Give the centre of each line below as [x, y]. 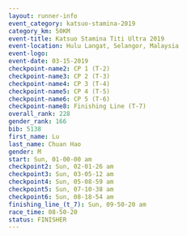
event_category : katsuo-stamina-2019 [72, 24]
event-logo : [28, 54]
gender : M [25, 152]
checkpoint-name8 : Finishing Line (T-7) [78, 106]
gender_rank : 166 [38, 122]
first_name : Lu [34, 136]
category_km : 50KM [39, 31]
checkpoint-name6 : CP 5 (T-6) [59, 99]
